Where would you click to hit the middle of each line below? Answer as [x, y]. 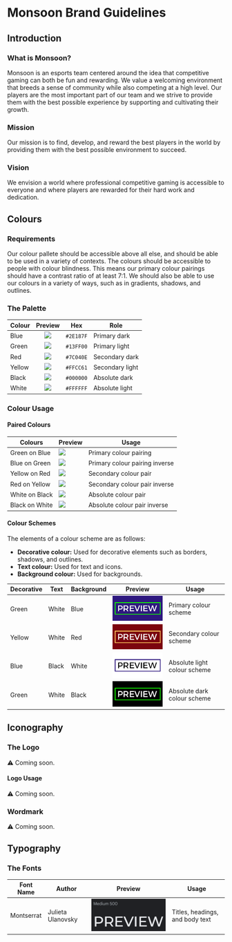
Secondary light [116, 367]
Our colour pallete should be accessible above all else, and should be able [113, 254]
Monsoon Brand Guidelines [87, 13]
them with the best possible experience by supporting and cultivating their [113, 102]
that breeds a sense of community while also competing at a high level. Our [115, 87]
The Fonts [25, 868]
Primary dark [112, 336]
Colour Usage [31, 408]
